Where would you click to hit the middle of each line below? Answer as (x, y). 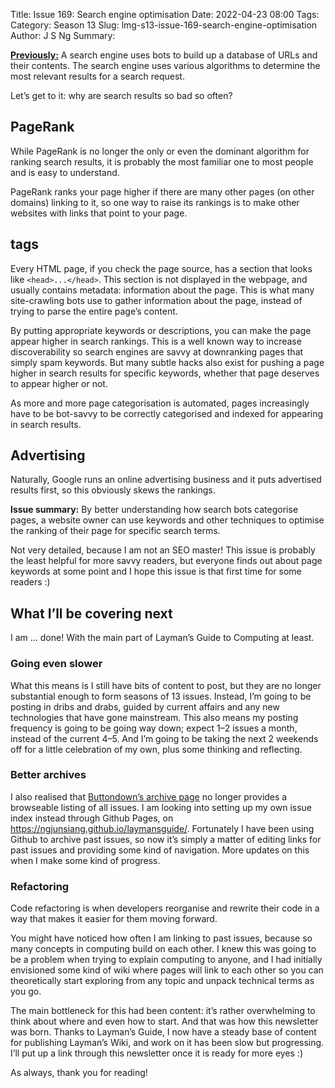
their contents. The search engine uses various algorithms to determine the (165, 65)
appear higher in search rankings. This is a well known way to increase (156, 341)
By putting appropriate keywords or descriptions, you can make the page (161, 330)
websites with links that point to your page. (99, 213)
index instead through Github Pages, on (92, 818)
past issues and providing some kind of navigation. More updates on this (160, 850)
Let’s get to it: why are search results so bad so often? (121, 95)
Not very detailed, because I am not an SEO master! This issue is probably (163, 550)
